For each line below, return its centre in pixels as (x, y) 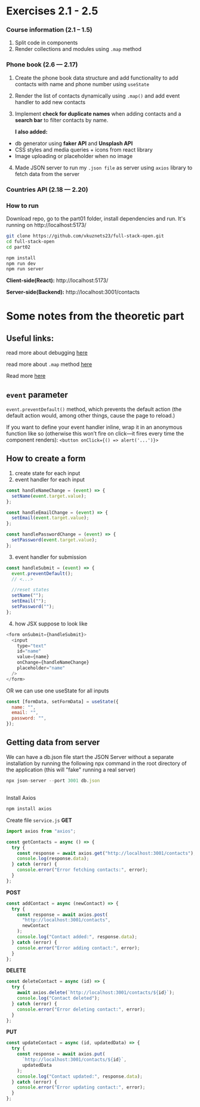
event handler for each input (50, 479)
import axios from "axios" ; (41, 831)
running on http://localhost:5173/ (46, 225)
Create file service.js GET (39, 820)
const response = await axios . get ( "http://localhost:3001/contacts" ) (105, 853)
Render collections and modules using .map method (78, 49)
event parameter (37, 394)
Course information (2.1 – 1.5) (49, 30)
